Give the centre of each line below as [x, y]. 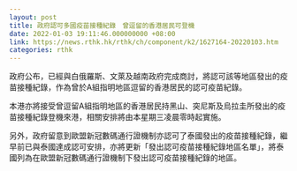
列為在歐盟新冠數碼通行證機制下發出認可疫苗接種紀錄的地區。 [129, 158]
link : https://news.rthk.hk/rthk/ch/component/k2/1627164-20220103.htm [144, 42]
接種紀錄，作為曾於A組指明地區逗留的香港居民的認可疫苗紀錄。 [132, 87]
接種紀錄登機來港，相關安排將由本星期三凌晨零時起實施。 [121, 117]
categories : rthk [41, 50]
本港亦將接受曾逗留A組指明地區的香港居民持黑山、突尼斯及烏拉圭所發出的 [144, 106]
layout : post [33, 17]
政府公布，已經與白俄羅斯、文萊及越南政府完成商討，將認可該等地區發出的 [145, 77]
